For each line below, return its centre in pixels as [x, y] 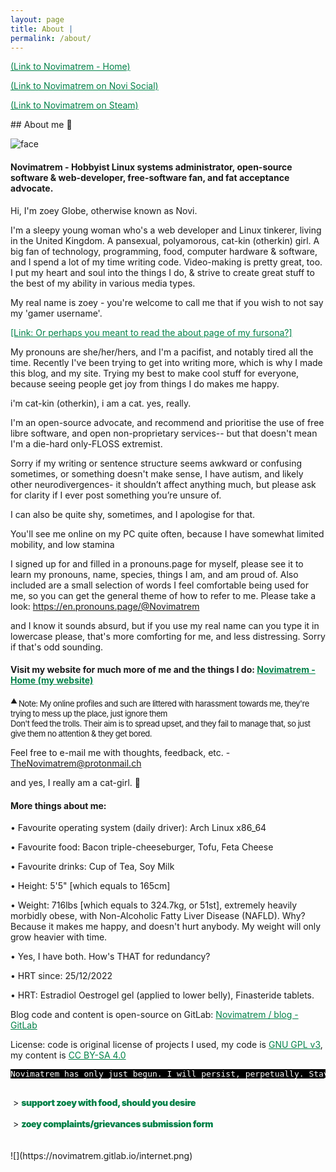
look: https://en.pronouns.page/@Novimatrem [105, 606]
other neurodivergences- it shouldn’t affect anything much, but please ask [163, 484]
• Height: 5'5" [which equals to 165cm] [90, 886]
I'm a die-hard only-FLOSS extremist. [86, 443]
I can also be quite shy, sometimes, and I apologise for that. [133, 514]
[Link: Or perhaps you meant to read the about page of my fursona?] [151, 332]
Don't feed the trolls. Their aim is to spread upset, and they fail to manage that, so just [160, 724]
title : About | [42, 29]
